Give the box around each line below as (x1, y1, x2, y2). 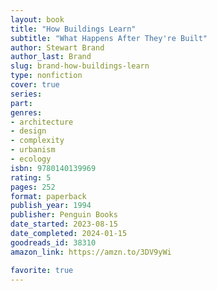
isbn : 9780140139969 (10, 163, 97, 173)
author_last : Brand (10, 52, 92, 62)
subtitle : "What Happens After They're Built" (10, 33, 208, 43)
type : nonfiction (10, 71, 83, 81)
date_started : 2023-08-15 (10, 219, 118, 230)
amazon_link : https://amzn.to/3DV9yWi (10, 247, 172, 257)
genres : (10, 107, 43, 118)
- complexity (10, 136, 65, 146)
